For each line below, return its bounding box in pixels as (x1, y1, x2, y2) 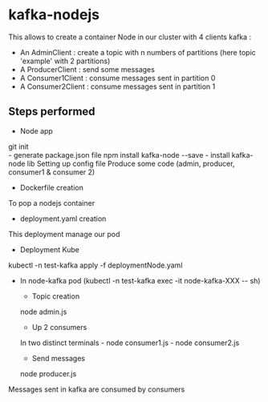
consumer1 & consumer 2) (8, 167, 95, 177)
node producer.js (19, 368, 77, 378)
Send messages (31, 353, 86, 363)
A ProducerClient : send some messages (19, 64, 155, 74)
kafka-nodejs (8, 6, 100, 24)
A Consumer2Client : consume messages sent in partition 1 (19, 82, 216, 91)
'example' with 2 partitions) (19, 56, 111, 66)
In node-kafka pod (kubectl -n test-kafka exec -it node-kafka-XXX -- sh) (19, 275, 261, 285)
